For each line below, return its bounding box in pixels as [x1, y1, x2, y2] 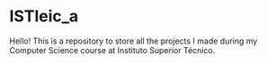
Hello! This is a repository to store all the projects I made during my [9, 35, 258, 46]
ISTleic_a [9, 6, 79, 27]
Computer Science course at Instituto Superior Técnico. [9, 44, 216, 55]
